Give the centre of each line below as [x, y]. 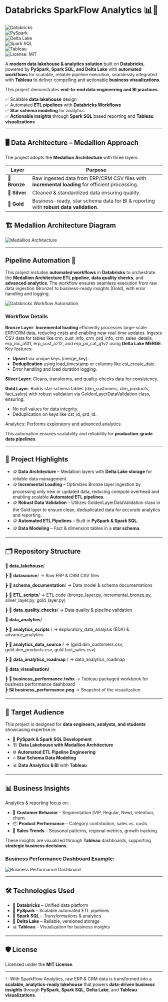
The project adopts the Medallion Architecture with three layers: [72, 157]
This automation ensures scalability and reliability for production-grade [79, 433]
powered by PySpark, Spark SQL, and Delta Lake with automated [73, 69]
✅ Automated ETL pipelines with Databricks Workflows [63, 105]
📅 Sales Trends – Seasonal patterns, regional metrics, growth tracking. [85, 831]
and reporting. [27, 515]
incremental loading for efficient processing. [85, 184]
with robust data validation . [65, 207]
